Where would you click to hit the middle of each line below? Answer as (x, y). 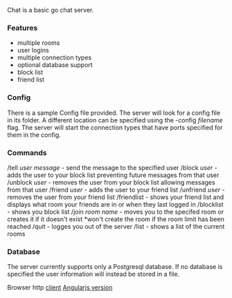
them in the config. (34, 135)
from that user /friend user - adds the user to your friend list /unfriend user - (116, 189)
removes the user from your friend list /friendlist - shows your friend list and (116, 197)
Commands (27, 153)
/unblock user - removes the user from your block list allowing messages (111, 182)
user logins (33, 50)
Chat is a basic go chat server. (51, 10)
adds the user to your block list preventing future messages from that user (113, 175)
